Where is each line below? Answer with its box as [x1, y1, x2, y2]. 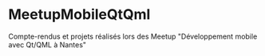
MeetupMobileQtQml [8, 6, 151, 24]
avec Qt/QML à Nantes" [8, 39, 86, 49]
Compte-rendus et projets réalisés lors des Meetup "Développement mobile [8, 32, 258, 41]
